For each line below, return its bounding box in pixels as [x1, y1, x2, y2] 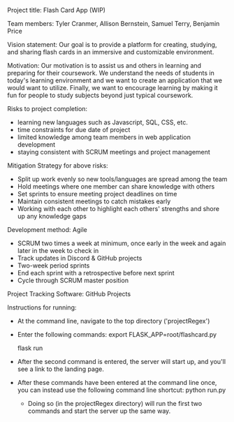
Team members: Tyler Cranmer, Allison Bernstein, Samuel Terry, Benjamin [7, 20, 220, 27]
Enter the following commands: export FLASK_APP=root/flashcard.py [17, 330, 217, 338]
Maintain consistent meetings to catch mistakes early [17, 197, 171, 205]
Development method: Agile [7, 226, 87, 233]
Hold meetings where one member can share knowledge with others [17, 182, 215, 191]
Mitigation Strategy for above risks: [7, 161, 108, 170]
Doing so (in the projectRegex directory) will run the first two [27, 400, 203, 407]
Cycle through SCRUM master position [17, 276, 129, 284]
